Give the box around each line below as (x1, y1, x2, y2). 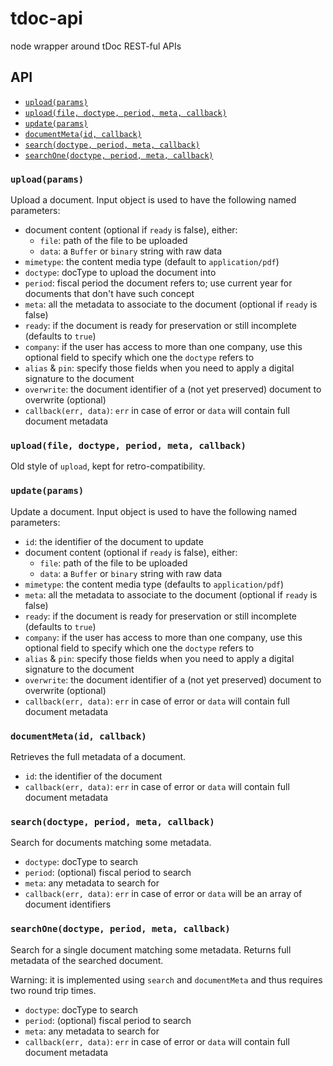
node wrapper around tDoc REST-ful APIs (10, 40, 182, 52)
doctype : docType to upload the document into (24, 267, 217, 279)
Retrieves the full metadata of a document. (10, 750, 187, 762)
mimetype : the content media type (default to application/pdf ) (24, 256, 280, 268)
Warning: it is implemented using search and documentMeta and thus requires (10, 973, 323, 986)
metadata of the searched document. (10, 954, 164, 966)
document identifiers (24, 898, 112, 911)
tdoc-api (10, 7, 83, 30)
